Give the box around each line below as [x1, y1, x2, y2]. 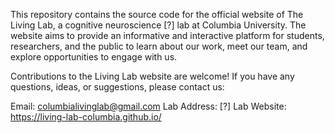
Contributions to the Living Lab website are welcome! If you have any [10, 70, 295, 82]
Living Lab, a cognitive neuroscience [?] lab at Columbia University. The [10, 19, 307, 31]
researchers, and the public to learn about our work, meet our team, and [10, 40, 308, 52]
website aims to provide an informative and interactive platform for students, [10, 30, 325, 41]
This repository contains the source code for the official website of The [10, 9, 304, 20]
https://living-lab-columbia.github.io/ [10, 111, 162, 123]
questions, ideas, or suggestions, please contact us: [10, 81, 225, 93]
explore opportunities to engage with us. [10, 51, 178, 63]
